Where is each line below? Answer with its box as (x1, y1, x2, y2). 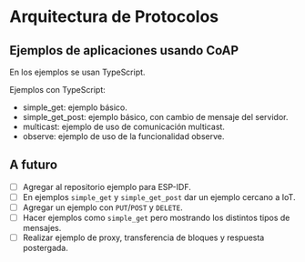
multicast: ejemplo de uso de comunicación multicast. (22, 121, 226, 132)
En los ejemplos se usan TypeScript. (9, 66, 146, 77)
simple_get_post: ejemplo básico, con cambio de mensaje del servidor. (22, 112, 289, 122)
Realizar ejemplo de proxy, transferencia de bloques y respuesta (22, 232, 265, 243)
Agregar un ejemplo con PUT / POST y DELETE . (22, 202, 184, 213)
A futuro (9, 157, 57, 173)
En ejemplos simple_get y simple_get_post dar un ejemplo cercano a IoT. (22, 191, 296, 202)
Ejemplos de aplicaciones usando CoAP (9, 43, 239, 58)
